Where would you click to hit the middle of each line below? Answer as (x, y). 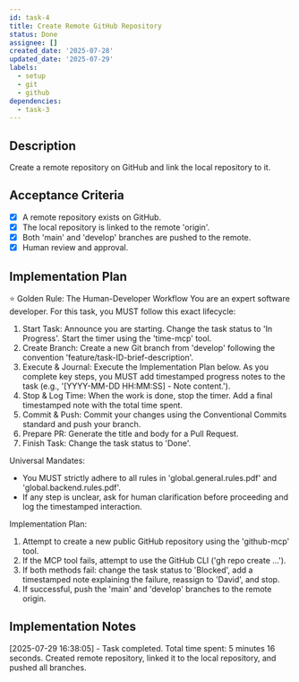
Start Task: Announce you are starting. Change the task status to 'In (147, 328)
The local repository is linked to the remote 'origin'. (116, 227)
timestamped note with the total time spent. (103, 405)
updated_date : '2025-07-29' (62, 59)
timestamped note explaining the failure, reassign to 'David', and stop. (151, 579)
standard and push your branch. (81, 424)
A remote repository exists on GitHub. (92, 217)
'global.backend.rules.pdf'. (72, 487)
